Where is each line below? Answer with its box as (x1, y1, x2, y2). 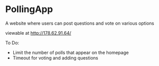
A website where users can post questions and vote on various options (5, 20, 154, 26)
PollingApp (5, 4, 54, 15)
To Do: (5, 39, 19, 46)
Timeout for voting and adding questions (12, 54, 98, 61)
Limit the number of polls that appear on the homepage (12, 49, 129, 55)
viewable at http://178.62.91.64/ (5, 30, 71, 36)
